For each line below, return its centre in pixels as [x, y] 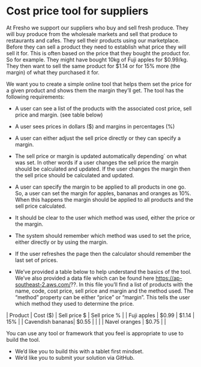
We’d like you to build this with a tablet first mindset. [79, 351]
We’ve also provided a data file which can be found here [85, 278]
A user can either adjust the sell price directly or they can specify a [98, 138]
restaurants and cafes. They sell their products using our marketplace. [93, 40]
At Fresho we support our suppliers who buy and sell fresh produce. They [97, 28]
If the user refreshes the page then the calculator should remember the [103, 253]
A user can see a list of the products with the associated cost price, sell [103, 108]
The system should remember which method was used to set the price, [103, 235]
